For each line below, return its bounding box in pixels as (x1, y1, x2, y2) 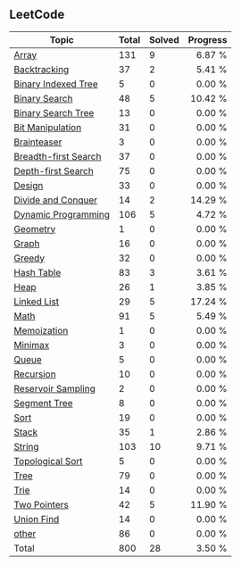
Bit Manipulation (13, 121, 82, 133)
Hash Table (13, 266, 62, 279)
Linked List (13, 295, 60, 307)
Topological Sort (13, 454, 83, 467)
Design (13, 179, 44, 191)
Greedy (13, 252, 46, 264)
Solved (148, 33, 180, 46)
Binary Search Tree (13, 106, 95, 119)
